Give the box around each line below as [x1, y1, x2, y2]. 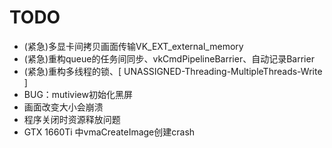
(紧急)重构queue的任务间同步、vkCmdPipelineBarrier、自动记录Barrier [23, 52, 315, 65]
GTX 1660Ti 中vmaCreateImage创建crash [23, 126, 196, 138]
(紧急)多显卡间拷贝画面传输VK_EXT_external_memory [23, 40, 244, 52]
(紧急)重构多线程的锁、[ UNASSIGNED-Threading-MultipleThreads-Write [23, 65, 323, 77]
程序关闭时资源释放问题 [23, 113, 121, 125]
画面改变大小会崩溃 [23, 101, 104, 113]
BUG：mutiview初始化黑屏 [23, 88, 133, 100]
